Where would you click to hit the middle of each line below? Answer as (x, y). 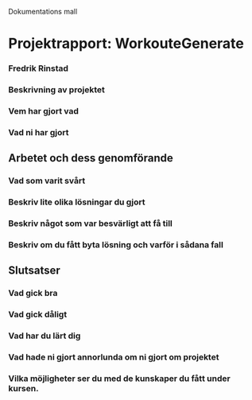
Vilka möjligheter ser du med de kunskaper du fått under (119, 379)
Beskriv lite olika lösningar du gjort (77, 202)
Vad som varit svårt (47, 181)
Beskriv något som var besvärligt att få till (91, 223)
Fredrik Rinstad (39, 68)
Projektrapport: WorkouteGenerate (126, 44)
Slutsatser (35, 271)
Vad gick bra (33, 293)
